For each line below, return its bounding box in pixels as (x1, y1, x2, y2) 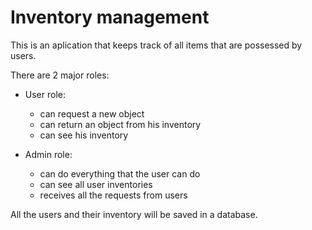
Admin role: (24, 148, 73, 160)
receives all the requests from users (39, 189, 188, 201)
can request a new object (39, 107, 145, 120)
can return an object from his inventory (39, 118, 202, 130)
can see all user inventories (39, 178, 153, 190)
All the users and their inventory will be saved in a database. (10, 208, 258, 220)
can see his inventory (39, 129, 129, 141)
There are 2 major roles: (10, 69, 110, 81)
